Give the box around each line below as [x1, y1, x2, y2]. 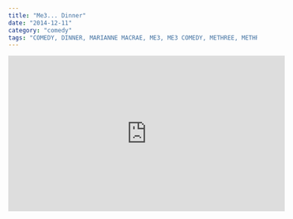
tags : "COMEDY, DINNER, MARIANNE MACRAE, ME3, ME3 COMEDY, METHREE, [8, 33, 239, 42]
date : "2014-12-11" [8, 19, 73, 27]
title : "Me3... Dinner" [8, 11, 87, 20]
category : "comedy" [8, 26, 73, 34]
